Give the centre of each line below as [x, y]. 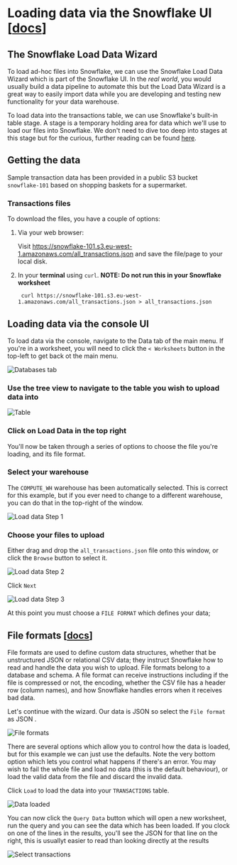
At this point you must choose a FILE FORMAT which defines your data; [109, 613]
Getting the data [44, 160]
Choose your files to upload [56, 535]
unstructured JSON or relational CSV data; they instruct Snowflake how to [115, 660]
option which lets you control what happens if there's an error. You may [112, 761]
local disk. [32, 261]
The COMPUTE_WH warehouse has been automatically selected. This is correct [118, 487]
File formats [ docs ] [50, 635]
